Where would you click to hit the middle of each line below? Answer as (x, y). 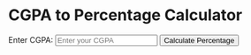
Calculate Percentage (199, 40)
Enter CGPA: (31, 39)
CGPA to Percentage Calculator (125, 15)
